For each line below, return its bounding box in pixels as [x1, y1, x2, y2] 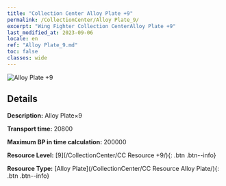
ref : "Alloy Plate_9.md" [7, 42, 78, 49]
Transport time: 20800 [7, 124, 73, 133]
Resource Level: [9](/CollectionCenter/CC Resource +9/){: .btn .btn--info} [7, 151, 216, 159]
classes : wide [7, 55, 48, 62]
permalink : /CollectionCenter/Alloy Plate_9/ [7, 16, 139, 23]
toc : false [7, 49, 38, 55]
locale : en [7, 36, 38, 42]
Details [7, 93, 38, 105]
